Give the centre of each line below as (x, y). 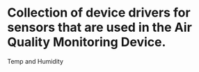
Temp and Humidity (35, 61)
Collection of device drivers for (99, 13)
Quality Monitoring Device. (87, 42)
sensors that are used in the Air (100, 27)
